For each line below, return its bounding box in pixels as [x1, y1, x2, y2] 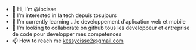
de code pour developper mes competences [11, 31, 122, 38]
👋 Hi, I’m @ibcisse [11, 6, 57, 12]
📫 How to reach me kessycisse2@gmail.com [11, 37, 124, 44]
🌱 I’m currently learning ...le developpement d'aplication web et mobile [11, 18, 186, 25]
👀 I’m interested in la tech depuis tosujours [11, 12, 117, 19]
